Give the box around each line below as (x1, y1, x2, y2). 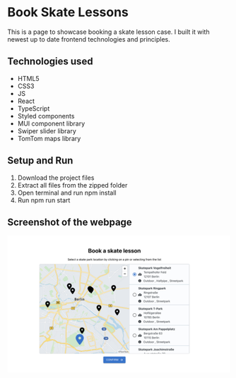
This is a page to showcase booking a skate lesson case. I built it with (7, 28, 210, 36)
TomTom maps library (17, 134, 81, 142)
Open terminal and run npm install (17, 188, 117, 197)
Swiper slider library (17, 126, 76, 135)
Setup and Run (7, 154, 73, 166)
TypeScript (17, 104, 50, 113)
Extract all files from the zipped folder (17, 181, 128, 189)
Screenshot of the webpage (7, 216, 132, 228)
